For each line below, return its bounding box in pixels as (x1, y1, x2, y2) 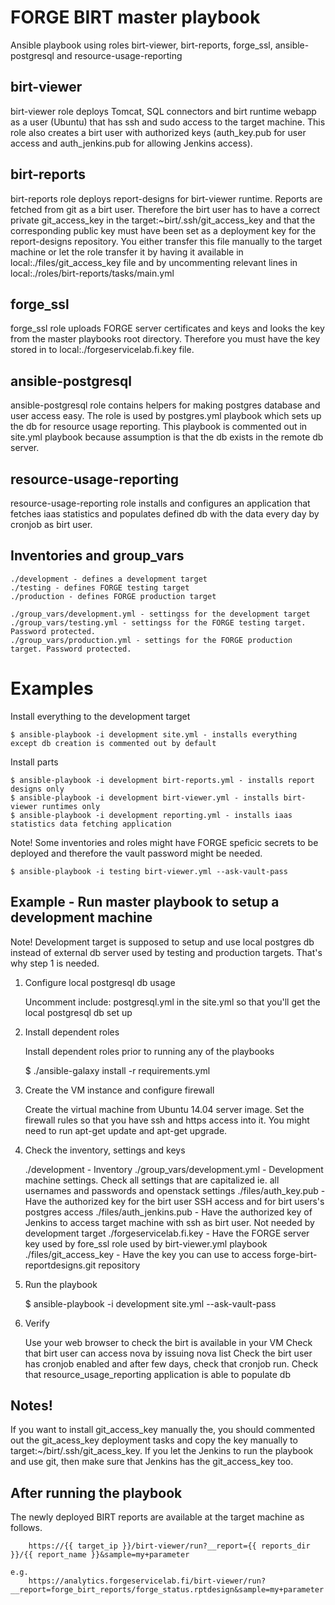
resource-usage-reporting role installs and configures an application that (10, 497, 311, 509)
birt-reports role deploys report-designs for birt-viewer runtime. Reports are (10, 192, 323, 205)
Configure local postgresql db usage (24, 976, 176, 988)
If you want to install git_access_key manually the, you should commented (10, 1424, 316, 1436)
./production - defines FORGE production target (10, 591, 217, 601)
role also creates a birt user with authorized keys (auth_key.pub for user (10, 126, 307, 138)
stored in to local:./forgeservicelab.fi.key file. (10, 344, 195, 356)
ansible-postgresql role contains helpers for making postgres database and (10, 399, 321, 411)
